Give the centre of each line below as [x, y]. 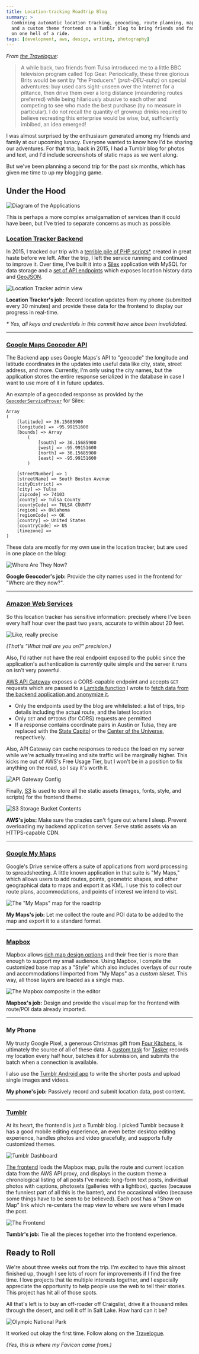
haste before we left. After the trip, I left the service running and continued [97, 258]
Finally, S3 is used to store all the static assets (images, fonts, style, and [94, 790]
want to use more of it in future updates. [55, 383]
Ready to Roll [31, 1253]
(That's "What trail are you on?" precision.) [59, 646]
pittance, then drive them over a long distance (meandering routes [102, 93]
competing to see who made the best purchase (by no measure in [101, 105]
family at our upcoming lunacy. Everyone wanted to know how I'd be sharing [99, 142]
